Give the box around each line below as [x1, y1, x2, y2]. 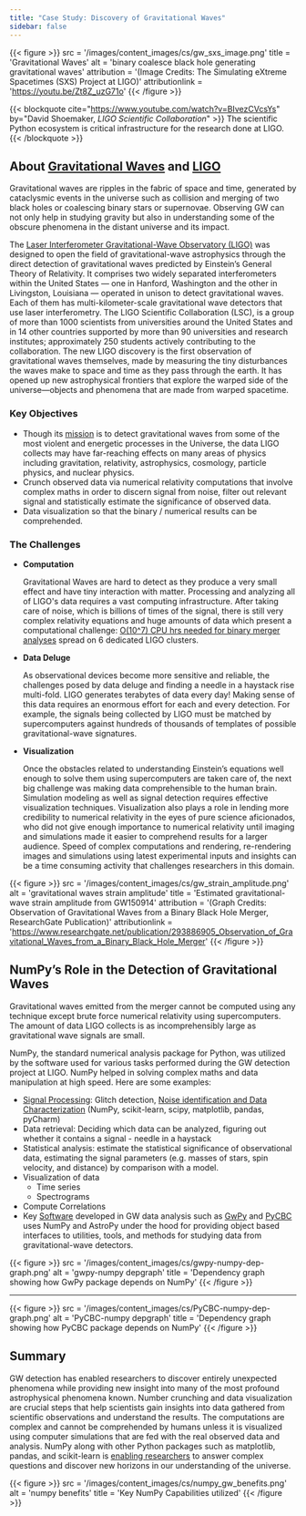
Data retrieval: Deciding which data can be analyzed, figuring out [22, 1123, 267, 1134]
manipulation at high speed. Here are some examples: [9, 1077, 212, 1088]
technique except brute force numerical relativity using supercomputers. [9, 1010, 281, 1021]
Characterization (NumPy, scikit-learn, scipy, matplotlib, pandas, [22, 1104, 265, 1115]
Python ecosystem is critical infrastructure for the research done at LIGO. [9, 122, 285, 133]
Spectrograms [36, 1191, 90, 1201]
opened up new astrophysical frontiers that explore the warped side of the [9, 375, 289, 386]
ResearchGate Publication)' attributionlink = [9, 916, 173, 927]
